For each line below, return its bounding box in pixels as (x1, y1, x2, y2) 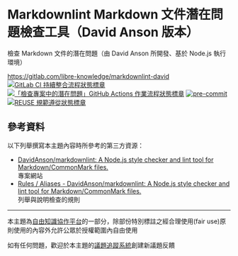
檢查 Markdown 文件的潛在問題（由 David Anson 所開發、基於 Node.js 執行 (7, 49, 227, 57)
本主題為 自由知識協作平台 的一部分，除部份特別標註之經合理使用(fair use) (7, 217, 220, 226)
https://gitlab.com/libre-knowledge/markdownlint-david (7, 72, 170, 80)
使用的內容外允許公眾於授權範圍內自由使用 (13, 226, 138, 234)
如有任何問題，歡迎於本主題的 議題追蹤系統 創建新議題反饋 (7, 240, 175, 249)
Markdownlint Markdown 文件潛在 (7, 6, 211, 23)
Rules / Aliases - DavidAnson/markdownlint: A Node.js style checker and (17, 179, 230, 188)
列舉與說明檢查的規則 (17, 195, 80, 204)
